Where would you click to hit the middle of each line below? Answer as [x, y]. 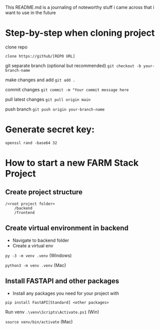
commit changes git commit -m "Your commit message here [67, 89]
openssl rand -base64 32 [31, 143]
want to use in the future [31, 13]
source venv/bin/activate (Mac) [39, 321]
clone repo [16, 47]
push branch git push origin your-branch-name [55, 109]
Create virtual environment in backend [67, 228]
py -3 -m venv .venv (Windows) [38, 255]
